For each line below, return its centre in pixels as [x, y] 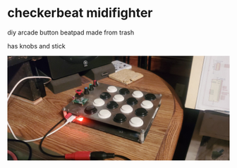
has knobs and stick [36, 46]
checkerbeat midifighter [80, 13]
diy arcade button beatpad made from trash [71, 32]
